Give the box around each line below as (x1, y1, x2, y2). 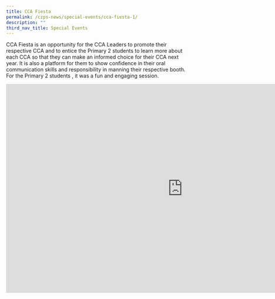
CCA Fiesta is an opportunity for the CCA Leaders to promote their (6, 41, 167, 48)
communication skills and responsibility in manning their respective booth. (6, 66, 186, 73)
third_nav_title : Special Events (6, 25, 88, 31)
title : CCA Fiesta (6, 8, 51, 15)
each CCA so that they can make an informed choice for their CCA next (6, 53, 179, 61)
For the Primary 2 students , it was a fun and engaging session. (6, 72, 159, 79)
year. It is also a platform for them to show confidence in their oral (6, 60, 166, 67)
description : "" (6, 19, 46, 25)
